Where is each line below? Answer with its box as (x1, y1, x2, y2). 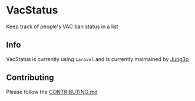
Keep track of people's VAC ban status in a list (6, 23, 119, 30)
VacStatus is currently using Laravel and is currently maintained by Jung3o (6, 55, 189, 62)
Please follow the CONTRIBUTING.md (6, 88, 98, 95)
